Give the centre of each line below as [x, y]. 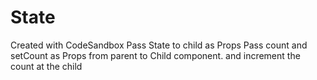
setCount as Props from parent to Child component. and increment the [155, 55]
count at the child [46, 66]
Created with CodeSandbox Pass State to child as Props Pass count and [159, 45]
